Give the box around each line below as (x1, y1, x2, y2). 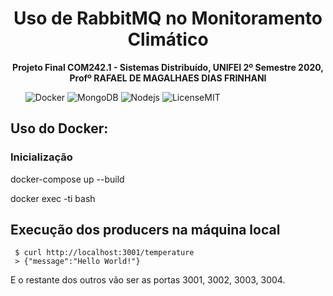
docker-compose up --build (10, 173, 125, 185)
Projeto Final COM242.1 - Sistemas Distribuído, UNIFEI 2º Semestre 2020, (12, 61, 324, 73)
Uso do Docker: (10, 120, 109, 137)
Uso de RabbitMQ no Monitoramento (13, 7, 323, 30)
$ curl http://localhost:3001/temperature (14, 248, 195, 258)
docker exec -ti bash (10, 192, 96, 204)
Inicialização (10, 150, 73, 164)
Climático (127, 28, 209, 51)
